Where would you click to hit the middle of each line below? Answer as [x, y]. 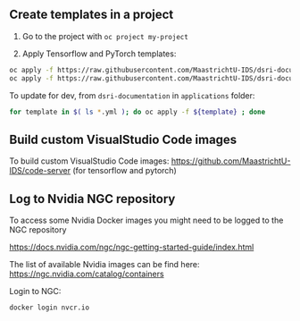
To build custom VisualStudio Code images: [89, 161]
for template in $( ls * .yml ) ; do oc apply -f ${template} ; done [137, 112]
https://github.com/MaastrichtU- [231, 161]
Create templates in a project [92, 15]
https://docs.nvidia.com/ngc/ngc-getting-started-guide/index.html [132, 247]
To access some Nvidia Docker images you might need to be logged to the [146, 220]
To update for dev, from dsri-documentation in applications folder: [132, 95]
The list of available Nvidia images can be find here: [104, 265]
